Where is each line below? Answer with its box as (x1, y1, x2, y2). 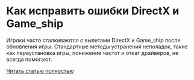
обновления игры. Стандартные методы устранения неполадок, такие (6, 43, 189, 50)
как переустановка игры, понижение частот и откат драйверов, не (6, 49, 179, 56)
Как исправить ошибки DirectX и (6, 4, 180, 18)
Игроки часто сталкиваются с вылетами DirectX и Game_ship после (6, 36, 181, 44)
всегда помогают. (6, 56, 52, 63)
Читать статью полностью (6, 67, 74, 74)
